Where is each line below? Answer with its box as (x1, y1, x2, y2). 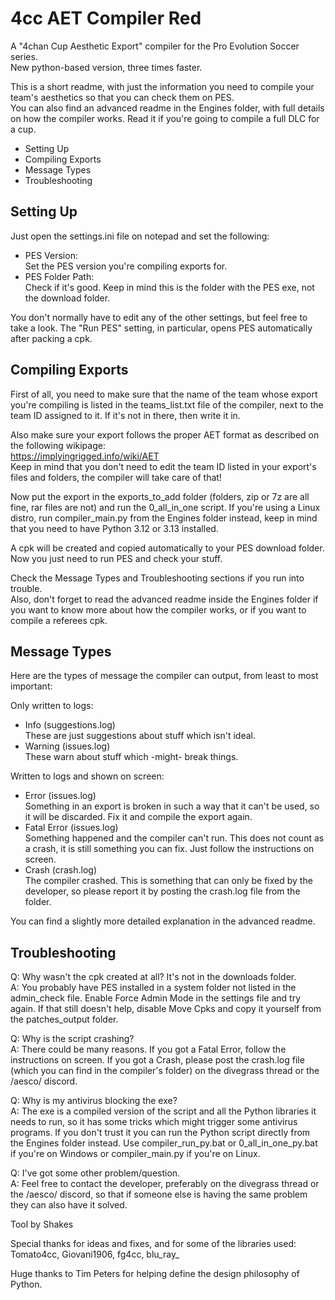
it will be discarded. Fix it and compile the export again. (24, 811, 253, 823)
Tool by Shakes (10, 1218, 74, 1231)
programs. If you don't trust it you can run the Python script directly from (10, 1127, 311, 1139)
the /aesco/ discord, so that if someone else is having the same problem (10, 1188, 308, 1201)
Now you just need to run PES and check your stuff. (10, 552, 223, 564)
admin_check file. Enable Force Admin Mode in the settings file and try (10, 992, 302, 1004)
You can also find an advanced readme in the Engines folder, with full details (10, 102, 325, 114)
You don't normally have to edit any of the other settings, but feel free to (10, 311, 308, 323)
